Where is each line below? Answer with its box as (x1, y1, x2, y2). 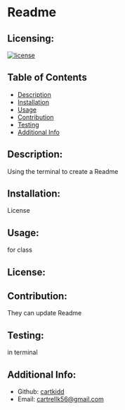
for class (7, 245, 33, 254)
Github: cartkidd (17, 387, 65, 396)
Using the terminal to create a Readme (7, 167, 119, 175)
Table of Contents (7, 71, 88, 83)
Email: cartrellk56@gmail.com (17, 395, 104, 404)
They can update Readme (7, 309, 82, 317)
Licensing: (7, 33, 55, 45)
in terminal (7, 348, 38, 357)
